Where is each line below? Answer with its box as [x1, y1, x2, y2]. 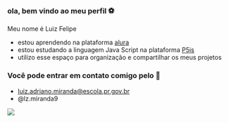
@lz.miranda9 [17, 94, 58, 103]
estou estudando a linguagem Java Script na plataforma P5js [17, 46, 195, 54]
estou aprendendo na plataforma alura [17, 38, 130, 47]
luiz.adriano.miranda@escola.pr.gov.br [17, 86, 130, 95]
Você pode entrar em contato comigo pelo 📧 [7, 71, 161, 81]
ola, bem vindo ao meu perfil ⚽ [7, 6, 115, 15]
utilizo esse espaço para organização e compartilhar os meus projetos [17, 53, 222, 62]
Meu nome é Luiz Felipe [7, 25, 77, 33]
